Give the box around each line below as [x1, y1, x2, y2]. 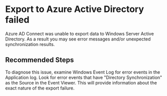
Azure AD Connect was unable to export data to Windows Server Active [5, 30, 154, 36]
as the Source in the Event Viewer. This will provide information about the [5, 79, 157, 85]
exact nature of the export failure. [5, 85, 75, 91]
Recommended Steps [5, 56, 74, 64]
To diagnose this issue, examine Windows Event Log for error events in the [5, 69, 160, 75]
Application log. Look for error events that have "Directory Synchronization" [5, 74, 162, 80]
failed [5, 14, 30, 25]
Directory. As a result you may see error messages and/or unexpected [5, 36, 151, 42]
